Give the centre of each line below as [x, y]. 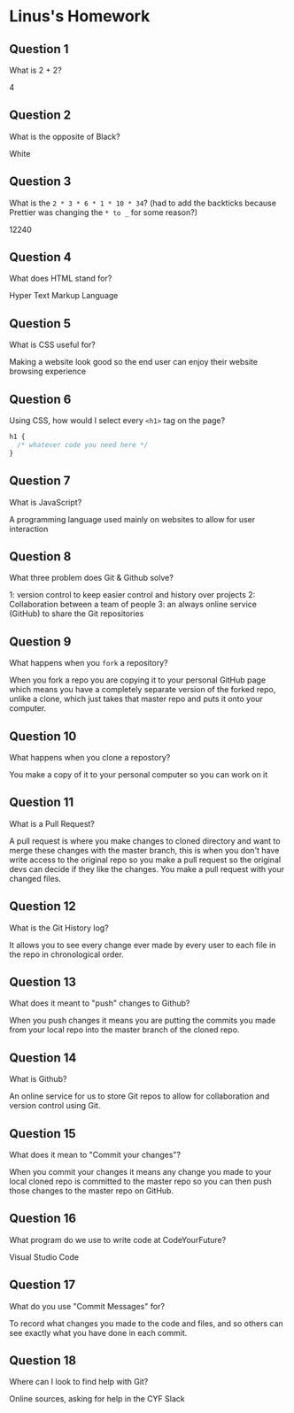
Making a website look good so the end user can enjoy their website [134, 362]
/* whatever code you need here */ [83, 444]
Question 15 [43, 1134]
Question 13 [43, 981]
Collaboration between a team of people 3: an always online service [133, 605]
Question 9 [40, 641]
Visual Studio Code [44, 1257]
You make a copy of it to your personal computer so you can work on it [139, 774]
